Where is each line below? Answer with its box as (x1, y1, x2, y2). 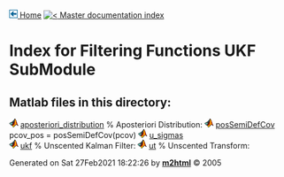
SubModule (9, 59, 96, 80)
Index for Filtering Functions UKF (9, 41, 257, 61)
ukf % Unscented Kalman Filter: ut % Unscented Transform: (19, 141, 250, 150)
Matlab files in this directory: (9, 95, 172, 110)
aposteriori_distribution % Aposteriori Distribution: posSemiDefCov (19, 119, 276, 129)
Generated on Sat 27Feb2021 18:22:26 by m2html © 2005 (9, 158, 222, 168)
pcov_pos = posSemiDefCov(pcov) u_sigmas (9, 130, 184, 140)
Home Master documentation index (19, 10, 165, 20)
